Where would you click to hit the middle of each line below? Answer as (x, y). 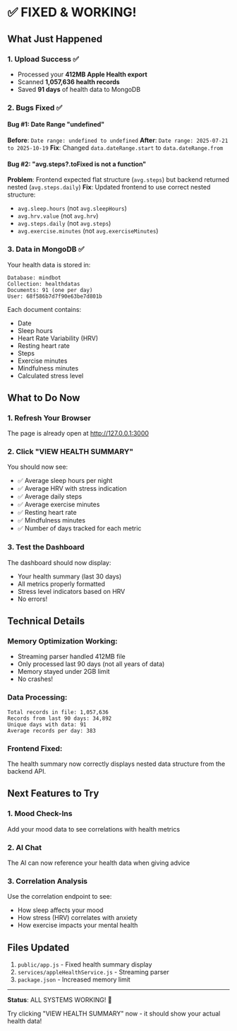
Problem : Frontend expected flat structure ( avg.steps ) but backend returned (118, 180)
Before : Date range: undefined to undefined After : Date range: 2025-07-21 (118, 140)
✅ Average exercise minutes (59, 505)
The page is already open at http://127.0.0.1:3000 (78, 433)
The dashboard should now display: (59, 562)
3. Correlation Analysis (48, 881)
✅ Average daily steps (50, 496)
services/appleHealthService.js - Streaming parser (93, 972)
